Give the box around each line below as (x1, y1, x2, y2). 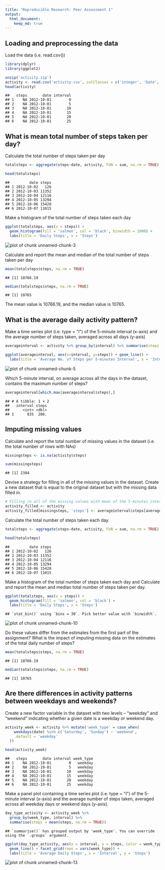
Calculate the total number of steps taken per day (5, 153, 106, 159)
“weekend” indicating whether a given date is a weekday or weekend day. (5, 715, 155, 721)
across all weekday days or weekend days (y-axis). (5, 801, 109, 807)
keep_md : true (14, 21, 43, 26)
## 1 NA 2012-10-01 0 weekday (5, 760, 93, 766)
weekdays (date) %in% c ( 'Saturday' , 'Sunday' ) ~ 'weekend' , (14, 729, 137, 734)
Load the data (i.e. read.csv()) (5, 52, 65, 58)
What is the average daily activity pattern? (5, 316, 138, 324)
